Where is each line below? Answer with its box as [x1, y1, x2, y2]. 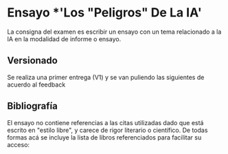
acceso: [7, 140, 30, 148]
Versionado [7, 55, 58, 67]
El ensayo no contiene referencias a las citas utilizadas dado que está [7, 118, 204, 126]
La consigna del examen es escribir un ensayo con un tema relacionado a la [7, 27, 222, 36]
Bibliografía [7, 100, 58, 112]
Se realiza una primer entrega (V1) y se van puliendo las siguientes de [7, 73, 205, 81]
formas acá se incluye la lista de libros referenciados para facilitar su [7, 133, 202, 142]
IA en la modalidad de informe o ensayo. [7, 34, 122, 43]
